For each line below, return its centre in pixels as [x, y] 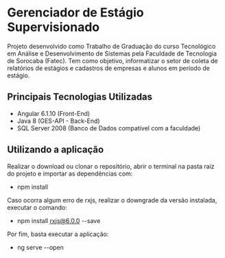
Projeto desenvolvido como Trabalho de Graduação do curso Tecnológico [111, 46]
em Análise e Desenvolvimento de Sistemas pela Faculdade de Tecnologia [112, 54]
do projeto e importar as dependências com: [70, 174]
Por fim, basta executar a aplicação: [58, 234]
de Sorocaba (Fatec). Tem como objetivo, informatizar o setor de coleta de [113, 60]
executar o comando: [37, 207]
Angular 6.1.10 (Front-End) [54, 113]
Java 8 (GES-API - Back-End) [59, 121]
